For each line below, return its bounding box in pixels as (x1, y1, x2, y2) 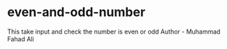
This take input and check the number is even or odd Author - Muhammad (7, 27, 221, 36)
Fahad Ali (7, 34, 34, 43)
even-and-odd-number (7, 4, 145, 20)
